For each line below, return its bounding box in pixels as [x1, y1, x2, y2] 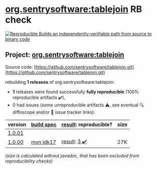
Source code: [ [5, 64, 36, 70]
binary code [5, 36, 30, 42]
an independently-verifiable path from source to [52, 31, 152, 37]
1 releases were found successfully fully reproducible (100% [12, 89, 139, 95]
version [8, 121, 27, 128]
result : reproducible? [61, 121, 113, 128]
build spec [31, 121, 57, 128]
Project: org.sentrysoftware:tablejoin [5, 51, 124, 59]
